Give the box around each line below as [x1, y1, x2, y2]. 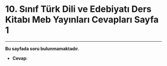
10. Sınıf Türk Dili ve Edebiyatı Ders [5, 3, 152, 15]
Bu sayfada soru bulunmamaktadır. [5, 46, 80, 52]
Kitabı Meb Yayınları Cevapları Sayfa [5, 14, 159, 25]
